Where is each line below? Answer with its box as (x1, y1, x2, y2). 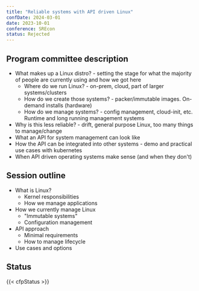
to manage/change (14, 127, 62, 135)
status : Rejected (6, 31, 50, 37)
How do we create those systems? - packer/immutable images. (24, 95, 181, 103)
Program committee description (6, 54, 128, 64)
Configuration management (24, 219, 92, 226)
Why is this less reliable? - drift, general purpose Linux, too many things (14, 121, 194, 128)
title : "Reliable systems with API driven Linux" (6, 8, 134, 15)
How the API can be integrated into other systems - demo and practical (14, 140, 192, 147)
